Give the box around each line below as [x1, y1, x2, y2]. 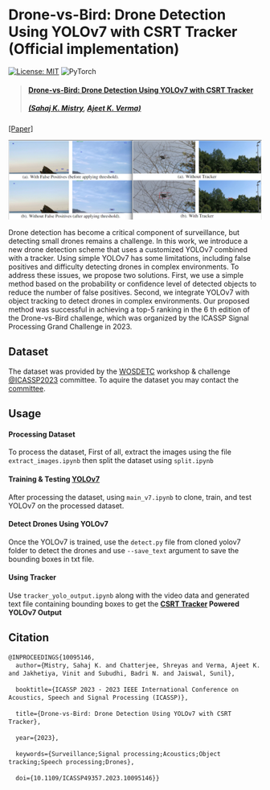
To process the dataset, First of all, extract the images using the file [8, 447, 231, 457]
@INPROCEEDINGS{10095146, [8, 653, 95, 661]
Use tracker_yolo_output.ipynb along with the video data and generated [8, 590, 250, 600]
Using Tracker [8, 573, 57, 582]
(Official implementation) [8, 40, 179, 58]
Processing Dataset [8, 429, 76, 439]
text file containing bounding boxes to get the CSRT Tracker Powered [8, 599, 239, 609]
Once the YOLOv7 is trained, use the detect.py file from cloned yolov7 [8, 537, 241, 547]
